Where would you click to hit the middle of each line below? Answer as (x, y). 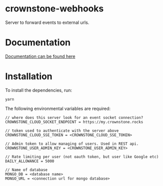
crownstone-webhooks (54, 9)
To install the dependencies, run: (39, 90)
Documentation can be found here (40, 56)
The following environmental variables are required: (58, 108)
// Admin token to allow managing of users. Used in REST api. (72, 144)
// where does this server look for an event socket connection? (74, 117)
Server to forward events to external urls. (47, 22)
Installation (29, 76)
